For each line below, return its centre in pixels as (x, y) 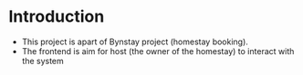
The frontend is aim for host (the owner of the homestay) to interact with (158, 51)
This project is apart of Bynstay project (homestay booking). (135, 42)
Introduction (57, 17)
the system (43, 61)
